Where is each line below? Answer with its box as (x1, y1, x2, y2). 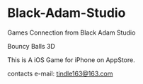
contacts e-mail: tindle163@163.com (7, 69, 113, 78)
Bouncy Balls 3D (7, 42, 55, 50)
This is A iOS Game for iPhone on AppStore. (7, 55, 136, 64)
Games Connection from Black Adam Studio (7, 28, 136, 37)
